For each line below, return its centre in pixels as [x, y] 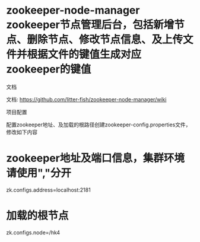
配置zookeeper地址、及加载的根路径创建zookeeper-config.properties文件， [99, 125]
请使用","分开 [39, 173]
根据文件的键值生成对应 [84, 55]
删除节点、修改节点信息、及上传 [105, 40]
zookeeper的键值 [49, 69]
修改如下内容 [22, 132]
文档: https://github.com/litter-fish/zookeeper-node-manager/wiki [86, 99]
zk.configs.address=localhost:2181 [48, 190]
